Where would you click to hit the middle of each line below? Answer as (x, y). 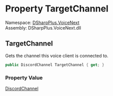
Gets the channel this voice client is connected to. (57, 55)
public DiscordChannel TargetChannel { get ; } (55, 65)
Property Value (24, 77)
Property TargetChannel (57, 9)
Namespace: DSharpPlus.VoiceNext (42, 22)
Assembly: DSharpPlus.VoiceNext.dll (43, 27)
